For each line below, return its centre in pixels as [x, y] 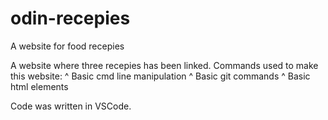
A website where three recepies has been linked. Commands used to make [164, 65]
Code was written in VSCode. [71, 106]
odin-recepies [70, 18]
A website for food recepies [67, 46]
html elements [39, 86]
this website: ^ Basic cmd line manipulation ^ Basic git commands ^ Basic [160, 76]
